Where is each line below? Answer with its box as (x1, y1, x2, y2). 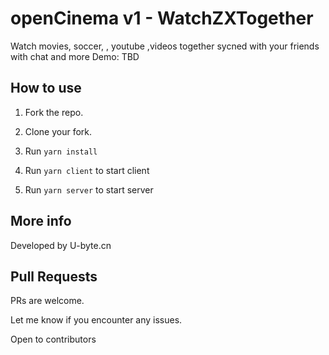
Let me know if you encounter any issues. (10, 314, 183, 326)
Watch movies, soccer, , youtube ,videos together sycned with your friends (10, 40, 320, 52)
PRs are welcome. (10, 295, 85, 307)
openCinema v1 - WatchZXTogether (10, 7, 314, 30)
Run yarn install (24, 145, 98, 157)
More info (10, 213, 72, 230)
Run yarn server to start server (24, 183, 154, 196)
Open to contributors (10, 333, 97, 346)
